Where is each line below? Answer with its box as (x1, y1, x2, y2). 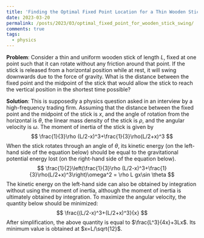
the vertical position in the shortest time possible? (6, 86, 131, 93)
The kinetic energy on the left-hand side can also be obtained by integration (6, 180, 197, 188)
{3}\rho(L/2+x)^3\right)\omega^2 (29, 171, 112, 178)
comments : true (6, 25, 45, 32)
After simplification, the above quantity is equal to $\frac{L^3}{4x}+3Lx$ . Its (6, 219, 196, 226)
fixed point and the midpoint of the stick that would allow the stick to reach (6, 79, 193, 87)
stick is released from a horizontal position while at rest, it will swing (6, 67, 177, 73)
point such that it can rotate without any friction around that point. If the (6, 60, 185, 67)
